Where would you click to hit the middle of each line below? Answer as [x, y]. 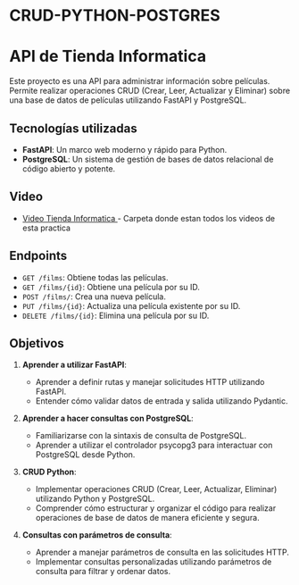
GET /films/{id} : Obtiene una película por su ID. [111, 287]
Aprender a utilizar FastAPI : [75, 365]
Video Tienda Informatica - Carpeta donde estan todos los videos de [148, 218]
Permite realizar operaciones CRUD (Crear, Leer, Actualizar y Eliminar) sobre [150, 91]
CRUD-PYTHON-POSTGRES [115, 16]
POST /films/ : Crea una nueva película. [94, 297]
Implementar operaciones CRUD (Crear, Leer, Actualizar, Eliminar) [156, 489]
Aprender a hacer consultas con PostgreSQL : [108, 418]
